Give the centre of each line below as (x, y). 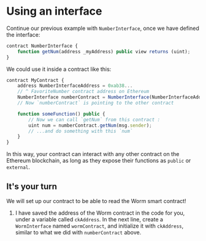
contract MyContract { (35, 80)
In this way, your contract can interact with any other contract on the (93, 154)
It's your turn (32, 186)
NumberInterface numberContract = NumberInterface (83, 97)
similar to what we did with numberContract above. (78, 232)
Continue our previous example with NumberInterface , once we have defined (103, 28)
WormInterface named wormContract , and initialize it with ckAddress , (99, 226)
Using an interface (54, 11)
